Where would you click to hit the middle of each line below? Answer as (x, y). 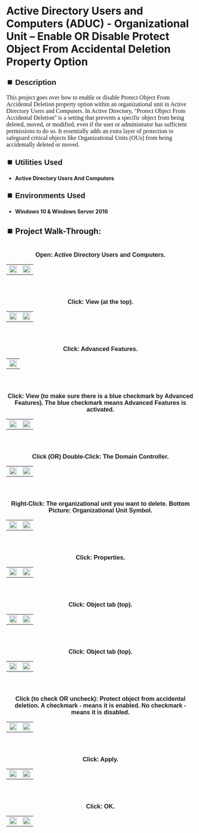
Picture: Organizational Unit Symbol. (100, 510)
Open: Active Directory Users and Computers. (100, 255)
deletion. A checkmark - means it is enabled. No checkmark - (100, 706)
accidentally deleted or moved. (43, 145)
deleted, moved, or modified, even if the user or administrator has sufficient (97, 124)
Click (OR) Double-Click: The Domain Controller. (100, 457)
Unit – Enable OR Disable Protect (88, 36)
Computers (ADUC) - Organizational (98, 24)
